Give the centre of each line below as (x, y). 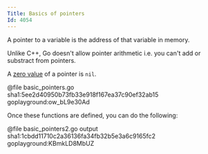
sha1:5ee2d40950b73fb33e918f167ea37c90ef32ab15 (83, 95)
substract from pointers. (41, 60)
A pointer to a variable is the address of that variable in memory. (98, 39)
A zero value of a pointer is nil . (52, 74)
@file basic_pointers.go (41, 87)
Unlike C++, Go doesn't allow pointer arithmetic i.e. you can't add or (104, 53)
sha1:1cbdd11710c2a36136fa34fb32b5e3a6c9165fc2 (82, 136)
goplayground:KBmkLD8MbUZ (51, 143)
